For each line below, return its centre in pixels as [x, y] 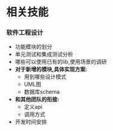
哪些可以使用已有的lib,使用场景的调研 [61, 62]
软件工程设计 [25, 32]
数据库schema [42, 92]
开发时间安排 [31, 122]
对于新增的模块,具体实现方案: [51, 69]
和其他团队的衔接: [37, 99]
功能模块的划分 [33, 47]
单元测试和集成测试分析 [44, 54]
